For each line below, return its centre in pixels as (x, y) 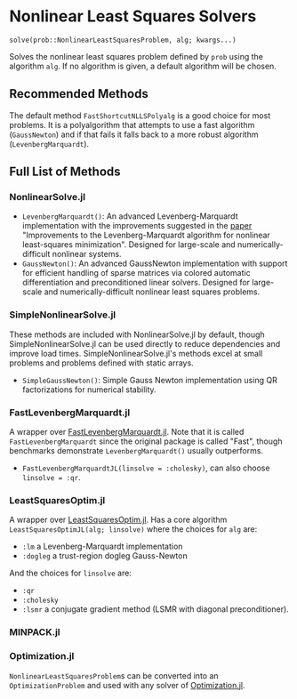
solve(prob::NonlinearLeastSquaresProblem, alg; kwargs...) (123, 40)
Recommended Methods (79, 94)
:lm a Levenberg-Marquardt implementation (102, 546)
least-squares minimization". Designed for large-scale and (128, 245)
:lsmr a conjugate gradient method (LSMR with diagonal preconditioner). (155, 609)
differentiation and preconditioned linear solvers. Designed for (136, 283)
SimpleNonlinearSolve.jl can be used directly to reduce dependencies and (145, 343)
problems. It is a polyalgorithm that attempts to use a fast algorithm (132, 125)
